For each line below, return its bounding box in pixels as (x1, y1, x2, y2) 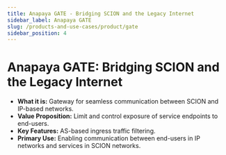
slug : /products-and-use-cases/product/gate (7, 23, 138, 30)
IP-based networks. (17, 105, 74, 113)
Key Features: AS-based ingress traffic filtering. (17, 127, 156, 136)
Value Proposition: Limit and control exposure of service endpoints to (17, 112, 218, 120)
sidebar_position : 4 (7, 29, 67, 37)
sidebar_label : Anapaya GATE (7, 17, 92, 24)
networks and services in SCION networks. (17, 142, 141, 150)
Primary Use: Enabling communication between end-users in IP (17, 134, 200, 142)
